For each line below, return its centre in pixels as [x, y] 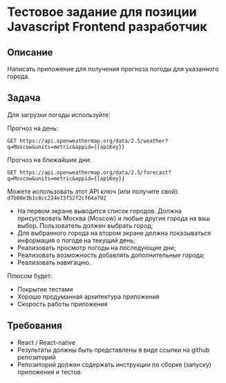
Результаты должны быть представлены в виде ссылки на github [113, 350]
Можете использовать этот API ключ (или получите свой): [93, 191]
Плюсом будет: [30, 276]
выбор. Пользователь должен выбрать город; [85, 225]
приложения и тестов [49, 372]
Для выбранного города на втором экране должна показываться [114, 233]
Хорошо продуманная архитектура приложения [88, 296]
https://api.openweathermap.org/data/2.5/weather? [94, 141]
